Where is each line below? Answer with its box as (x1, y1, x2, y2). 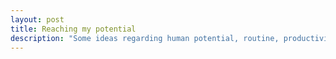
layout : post (10, 14, 65, 25)
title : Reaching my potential (10, 24, 137, 34)
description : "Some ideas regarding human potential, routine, (10, 33, 280, 43)
